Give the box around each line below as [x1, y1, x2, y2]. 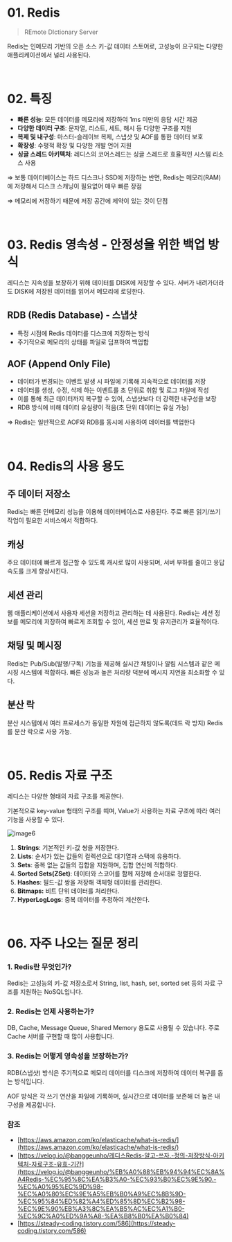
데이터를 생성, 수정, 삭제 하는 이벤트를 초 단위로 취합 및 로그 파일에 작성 [17, 386, 209, 394]
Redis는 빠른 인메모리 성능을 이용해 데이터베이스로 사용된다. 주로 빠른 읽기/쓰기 [7, 508, 221, 516]
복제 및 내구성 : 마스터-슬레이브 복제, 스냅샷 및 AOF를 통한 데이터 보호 [17, 132, 204, 141]
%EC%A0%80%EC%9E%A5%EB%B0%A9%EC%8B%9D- [17, 1190, 186, 1198]
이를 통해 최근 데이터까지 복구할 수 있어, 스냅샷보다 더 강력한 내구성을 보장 [17, 395, 217, 403]
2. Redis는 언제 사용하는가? [7, 1006, 95, 1016]
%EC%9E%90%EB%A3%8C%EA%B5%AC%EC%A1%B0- [17, 1205, 185, 1213]
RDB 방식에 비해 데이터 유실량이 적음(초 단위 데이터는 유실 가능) [17, 403, 189, 411]
